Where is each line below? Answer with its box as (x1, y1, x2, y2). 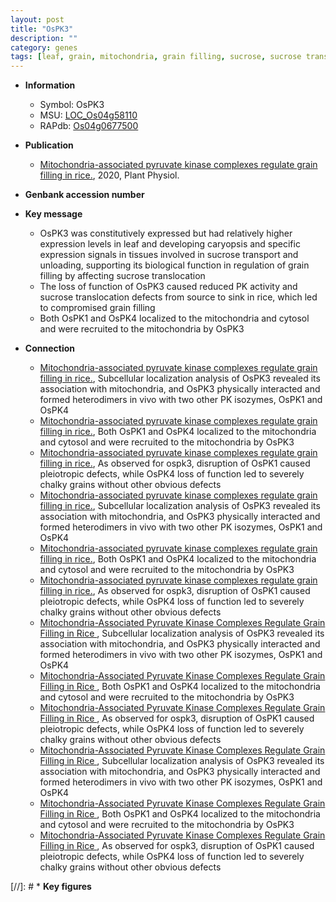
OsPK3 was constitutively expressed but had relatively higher (39, 227, 293, 240)
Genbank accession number (24, 189, 145, 201)
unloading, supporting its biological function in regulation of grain (39, 259, 310, 271)
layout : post (10, 14, 65, 25)
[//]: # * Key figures (10, 881, 92, 893)
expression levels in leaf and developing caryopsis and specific (39, 238, 301, 250)
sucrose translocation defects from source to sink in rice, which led (39, 291, 318, 303)
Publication (24, 139, 74, 151)
